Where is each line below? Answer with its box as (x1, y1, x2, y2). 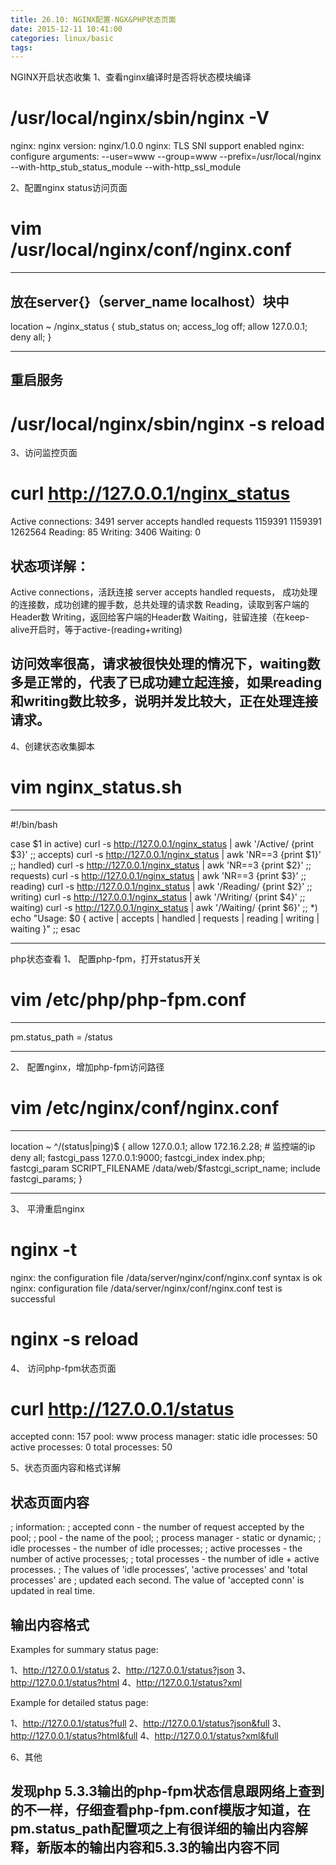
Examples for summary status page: (10, 1644, 159, 1656)
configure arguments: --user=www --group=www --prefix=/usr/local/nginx (10, 151, 322, 163)
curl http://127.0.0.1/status (10, 1397, 235, 1420)
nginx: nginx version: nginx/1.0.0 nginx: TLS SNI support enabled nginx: (10, 140, 305, 152)
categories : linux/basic (10, 33, 114, 43)
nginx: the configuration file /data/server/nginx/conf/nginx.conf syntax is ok (10, 1271, 323, 1283)
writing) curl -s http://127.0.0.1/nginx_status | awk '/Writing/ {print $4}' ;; (10, 891, 306, 903)
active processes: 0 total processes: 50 (10, 1441, 173, 1453)
